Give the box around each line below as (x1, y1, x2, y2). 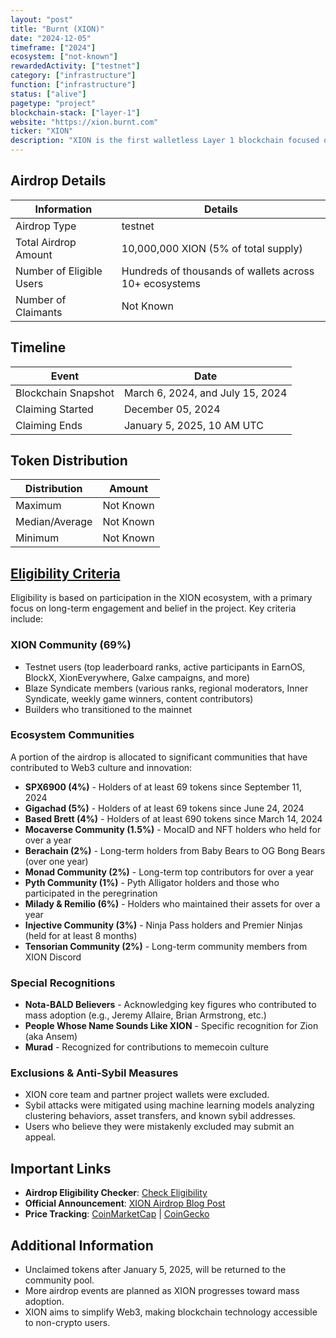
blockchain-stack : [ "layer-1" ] (10, 107, 141, 118)
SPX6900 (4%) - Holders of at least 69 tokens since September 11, (24, 781, 303, 793)
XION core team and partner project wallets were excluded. (24, 1089, 270, 1101)
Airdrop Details (10, 172, 107, 190)
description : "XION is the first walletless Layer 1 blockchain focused (10, 136, 320, 146)
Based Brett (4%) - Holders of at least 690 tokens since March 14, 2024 (24, 812, 323, 825)
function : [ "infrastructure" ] (10, 80, 137, 90)
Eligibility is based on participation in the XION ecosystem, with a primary (10, 592, 313, 604)
